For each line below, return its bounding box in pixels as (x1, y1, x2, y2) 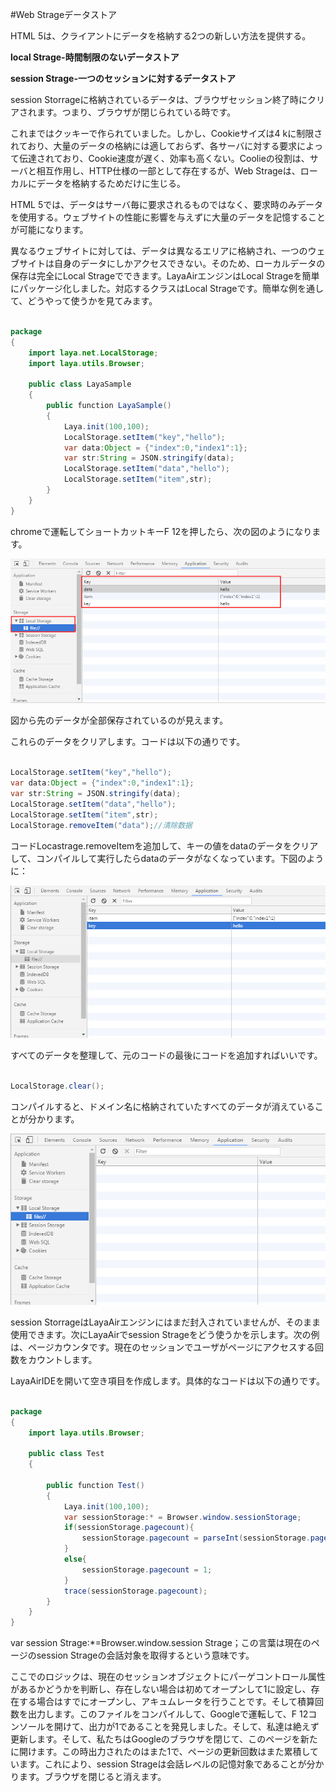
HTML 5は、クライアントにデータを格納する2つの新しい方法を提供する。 (10, 30, 312, 42)
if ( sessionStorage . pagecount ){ (63, 1523, 195, 1533)
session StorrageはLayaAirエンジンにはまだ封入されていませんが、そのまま (10, 1316, 322, 1328)
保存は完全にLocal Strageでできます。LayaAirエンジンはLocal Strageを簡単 (10, 270, 320, 282)
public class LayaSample (28, 379, 132, 390)
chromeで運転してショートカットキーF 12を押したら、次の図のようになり (10, 525, 313, 537)
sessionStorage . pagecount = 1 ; (81, 1564, 213, 1575)
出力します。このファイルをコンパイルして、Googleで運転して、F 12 (27, 1708, 309, 1720)
